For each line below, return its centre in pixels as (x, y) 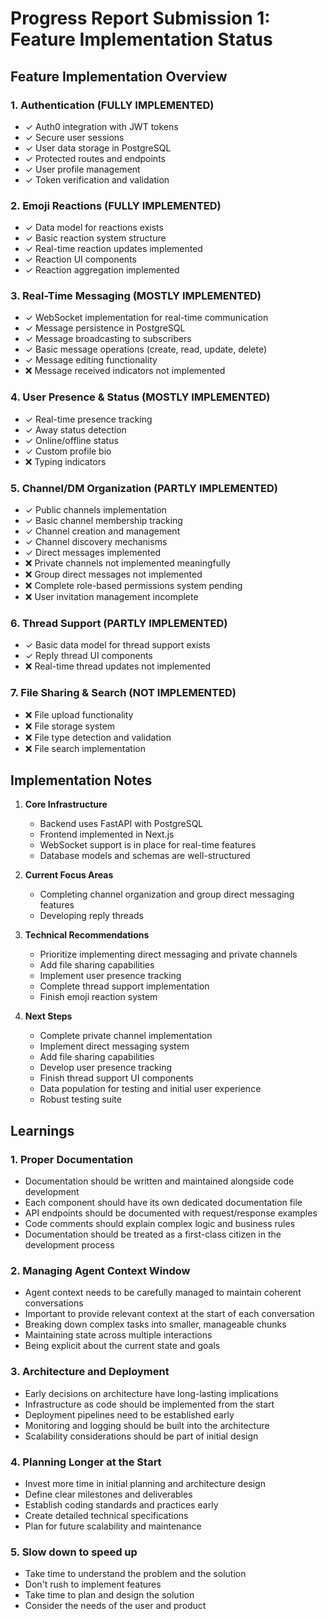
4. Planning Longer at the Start (86, 1462)
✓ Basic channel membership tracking (103, 521)
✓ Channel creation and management (102, 531)
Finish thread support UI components (116, 1078)
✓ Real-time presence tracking (88, 419)
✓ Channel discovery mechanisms (96, 542)
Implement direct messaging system (114, 1046)
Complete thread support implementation (124, 986)
